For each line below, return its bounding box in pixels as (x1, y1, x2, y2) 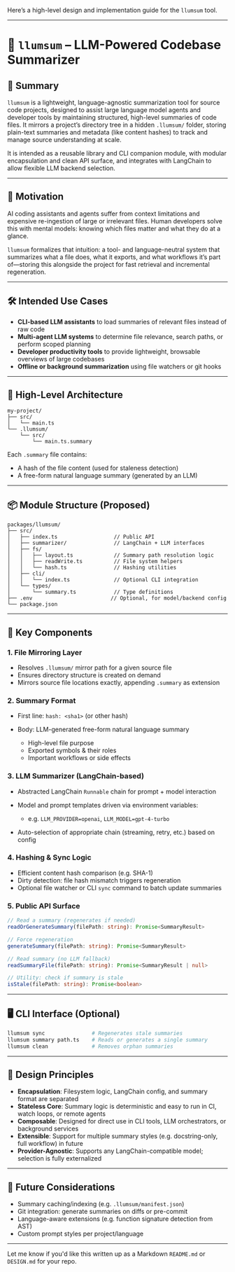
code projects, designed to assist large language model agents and (7, 106, 201, 114)
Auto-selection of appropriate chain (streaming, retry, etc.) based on (17, 828, 215, 836)
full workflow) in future (17, 1140, 84, 1148)
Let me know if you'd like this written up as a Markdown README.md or (7, 1250, 206, 1258)
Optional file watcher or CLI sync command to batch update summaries (17, 883, 222, 892)
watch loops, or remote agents (17, 1109, 106, 1118)
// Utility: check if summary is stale (7, 974, 124, 981)
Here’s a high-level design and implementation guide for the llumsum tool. (7, 6, 218, 14)
